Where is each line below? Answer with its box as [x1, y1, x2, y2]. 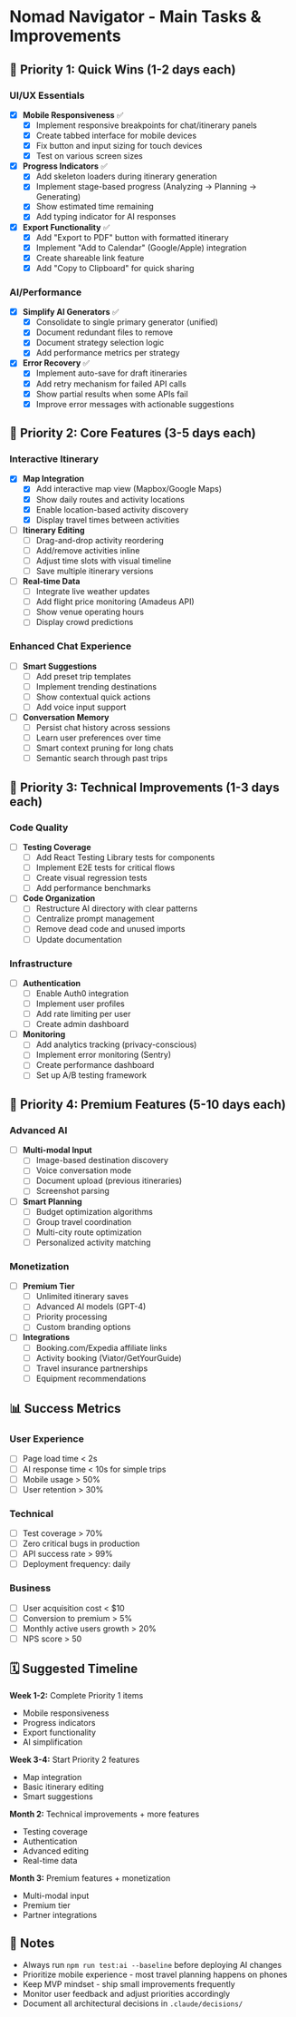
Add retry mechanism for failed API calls [35, 378, 187, 389]
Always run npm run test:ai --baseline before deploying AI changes [22, 1960, 282, 1971]
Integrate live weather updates [35, 586, 150, 597]
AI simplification [22, 1736, 83, 1748]
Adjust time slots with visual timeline [35, 555, 172, 566]
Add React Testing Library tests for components [35, 852, 215, 863]
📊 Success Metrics [9, 1401, 121, 1416]
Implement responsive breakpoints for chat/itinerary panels [35, 120, 258, 131]
